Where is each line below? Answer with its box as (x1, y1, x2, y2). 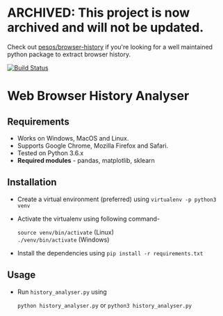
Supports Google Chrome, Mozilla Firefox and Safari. (17, 141, 169, 150)
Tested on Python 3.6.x (17, 148, 84, 157)
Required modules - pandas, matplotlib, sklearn (17, 156, 155, 164)
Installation (7, 176, 57, 189)
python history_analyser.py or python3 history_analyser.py (17, 301, 192, 309)
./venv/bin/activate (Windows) (17, 235, 110, 244)
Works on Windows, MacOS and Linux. (17, 134, 129, 142)
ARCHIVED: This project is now (7, 5, 190, 21)
